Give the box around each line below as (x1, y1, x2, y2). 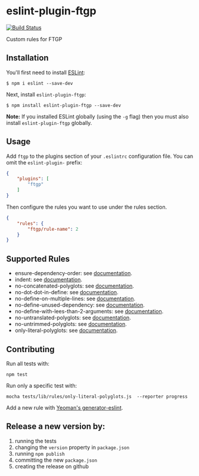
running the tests (14, 437, 57, 444)
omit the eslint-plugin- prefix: (6, 158, 82, 166)
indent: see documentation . (14, 276, 82, 283)
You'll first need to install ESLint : (6, 69, 85, 76)
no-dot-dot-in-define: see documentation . (14, 289, 119, 296)
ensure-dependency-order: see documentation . (14, 270, 132, 277)
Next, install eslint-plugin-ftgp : (6, 91, 86, 98)
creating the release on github (14, 462, 89, 470)
